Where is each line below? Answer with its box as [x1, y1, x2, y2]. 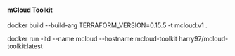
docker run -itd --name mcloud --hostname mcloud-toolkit [7, 35, 178, 43]
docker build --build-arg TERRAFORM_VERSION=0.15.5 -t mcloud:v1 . [7, 21, 208, 29]
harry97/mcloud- [179, 35, 229, 43]
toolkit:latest [7, 42, 44, 50]
